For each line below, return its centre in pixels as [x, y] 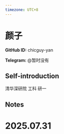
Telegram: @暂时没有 [27, 60]
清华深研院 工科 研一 [26, 89]
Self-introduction [32, 76]
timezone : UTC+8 [22, 10]
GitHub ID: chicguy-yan [29, 50]
